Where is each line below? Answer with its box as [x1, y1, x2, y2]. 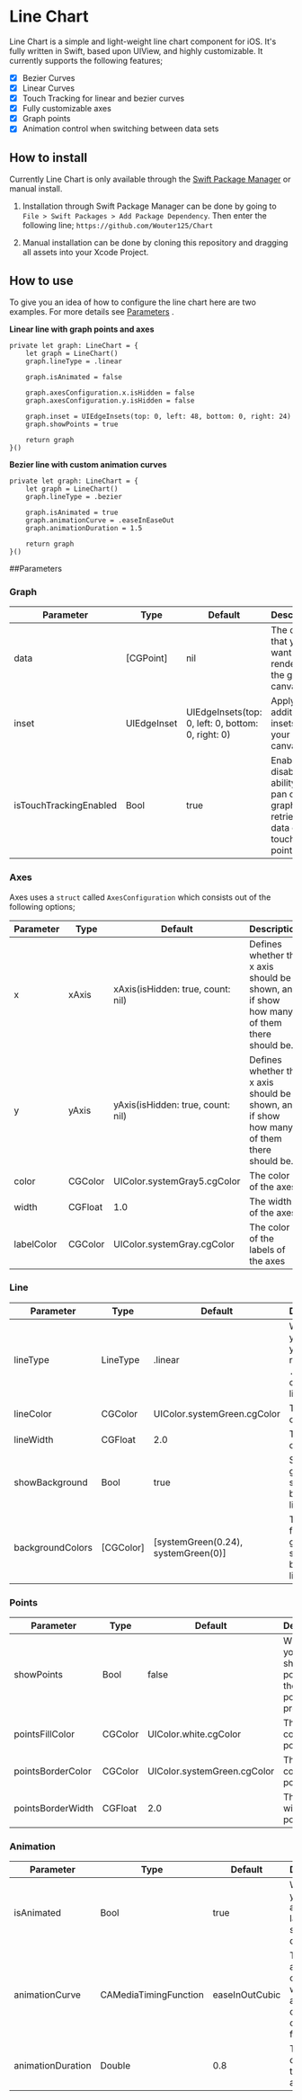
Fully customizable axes [22, 103, 112, 114]
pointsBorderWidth [13, 1802, 94, 1815]
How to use [9, 272, 74, 289]
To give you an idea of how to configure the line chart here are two [9, 297, 256, 307]
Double [100, 2060, 131, 2072]
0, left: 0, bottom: [185, 717, 259, 730]
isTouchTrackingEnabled [13, 799, 118, 812]
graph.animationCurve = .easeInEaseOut [25, 515, 175, 525]
